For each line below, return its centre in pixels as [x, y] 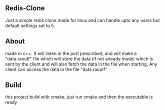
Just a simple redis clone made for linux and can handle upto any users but [82, 20]
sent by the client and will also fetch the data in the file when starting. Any [81, 64]
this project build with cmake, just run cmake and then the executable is [79, 97]
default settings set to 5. [30, 25]
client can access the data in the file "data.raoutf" [56, 69]
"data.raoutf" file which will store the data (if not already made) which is [79, 58]
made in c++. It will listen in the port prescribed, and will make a [71, 53]
